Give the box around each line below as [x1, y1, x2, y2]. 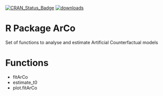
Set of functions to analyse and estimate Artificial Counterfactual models [5, 39, 158, 45]
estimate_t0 [12, 79, 37, 85]
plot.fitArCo [12, 84, 37, 91]
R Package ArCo [5, 23, 76, 34]
